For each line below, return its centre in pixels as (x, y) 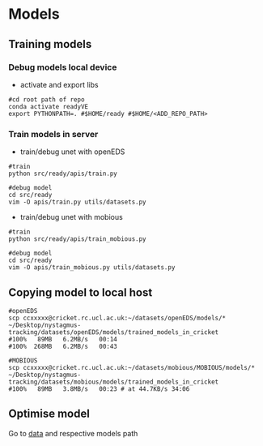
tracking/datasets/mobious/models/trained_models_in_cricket (114, 382)
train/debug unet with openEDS (72, 152)
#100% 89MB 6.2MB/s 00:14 (63, 339)
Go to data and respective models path (73, 433)
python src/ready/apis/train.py (63, 174)
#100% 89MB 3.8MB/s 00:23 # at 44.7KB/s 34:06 (99, 389)
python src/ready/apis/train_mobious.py (78, 239)
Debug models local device (63, 67)
